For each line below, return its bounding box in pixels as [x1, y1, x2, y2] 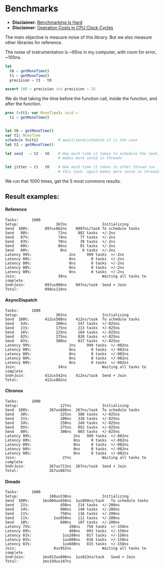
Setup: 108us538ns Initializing [5, 494, 129, 499]
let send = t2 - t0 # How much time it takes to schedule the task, [5, 151, 160, 156]
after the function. [5, 101, 42, 107]
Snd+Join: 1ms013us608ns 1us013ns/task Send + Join [5, 555, 135, 560]
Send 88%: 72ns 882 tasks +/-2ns [5, 230, 116, 235]
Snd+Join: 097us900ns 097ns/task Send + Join [5, 282, 127, 287]
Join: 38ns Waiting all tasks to [5, 273, 147, 279]
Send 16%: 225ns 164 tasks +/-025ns [5, 330, 120, 335]
